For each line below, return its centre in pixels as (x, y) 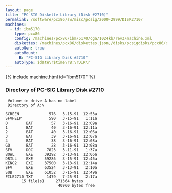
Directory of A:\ (26, 105)
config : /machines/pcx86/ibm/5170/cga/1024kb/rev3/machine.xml (83, 39)
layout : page (19, 10)
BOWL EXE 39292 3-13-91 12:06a (51, 154)
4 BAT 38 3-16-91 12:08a (51, 141)
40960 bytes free (77, 185)
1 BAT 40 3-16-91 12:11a (51, 127)
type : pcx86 (27, 34)
